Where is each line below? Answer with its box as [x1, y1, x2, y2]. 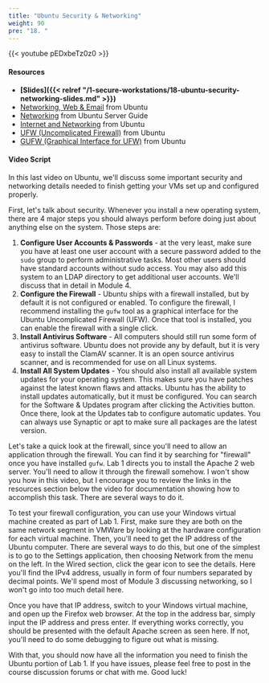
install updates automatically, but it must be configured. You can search [19, 391, 257, 401]
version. [19, 425, 47, 435]
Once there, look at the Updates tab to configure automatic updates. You [19, 408, 261, 418]
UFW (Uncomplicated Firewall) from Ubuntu [19, 128, 166, 137]
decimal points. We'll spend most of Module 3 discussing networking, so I [8, 576, 253, 586]
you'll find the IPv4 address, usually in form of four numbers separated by [8, 567, 253, 577]
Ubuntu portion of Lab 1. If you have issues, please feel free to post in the [8, 658, 251, 668]
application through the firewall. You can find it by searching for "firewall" [8, 449, 251, 459]
